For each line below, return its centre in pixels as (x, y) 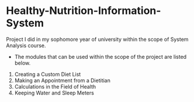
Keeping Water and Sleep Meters (54, 93)
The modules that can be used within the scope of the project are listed (101, 57)
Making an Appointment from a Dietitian (63, 80)
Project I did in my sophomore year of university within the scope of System (97, 39)
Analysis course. (26, 45)
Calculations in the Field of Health (55, 86)
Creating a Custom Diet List (48, 74)
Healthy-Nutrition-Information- (84, 11)
